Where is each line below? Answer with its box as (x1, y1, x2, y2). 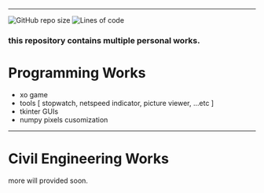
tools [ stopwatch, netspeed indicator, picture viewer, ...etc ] (19, 98, 214, 107)
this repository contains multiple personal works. (8, 35, 200, 46)
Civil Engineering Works (8, 150, 169, 168)
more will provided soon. (8, 176, 89, 185)
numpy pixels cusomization (19, 115, 108, 124)
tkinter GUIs (19, 107, 59, 116)
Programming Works (8, 64, 147, 82)
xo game (19, 89, 49, 99)
